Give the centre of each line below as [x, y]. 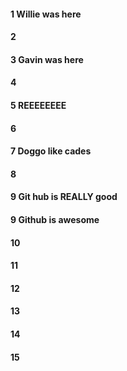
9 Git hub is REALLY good [64, 197]
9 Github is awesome [55, 219]
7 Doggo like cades [51, 151]
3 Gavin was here [47, 59]
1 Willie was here [46, 14]
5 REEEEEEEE [38, 105]
